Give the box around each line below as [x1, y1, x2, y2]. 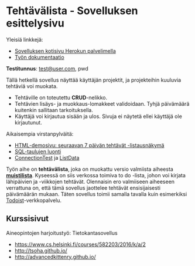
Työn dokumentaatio [14, 53, 64, 60]
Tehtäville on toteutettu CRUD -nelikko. [14, 94, 107, 101]
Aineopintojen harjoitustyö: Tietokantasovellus [6, 229, 118, 236]
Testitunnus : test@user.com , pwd [6, 65, 89, 72]
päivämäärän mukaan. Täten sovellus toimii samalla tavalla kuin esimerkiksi [6, 190, 187, 197]
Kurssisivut [6, 214, 49, 224]
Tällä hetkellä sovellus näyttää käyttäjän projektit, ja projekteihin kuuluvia [6, 76, 182, 83]
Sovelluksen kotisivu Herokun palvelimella [14, 47, 116, 54]
